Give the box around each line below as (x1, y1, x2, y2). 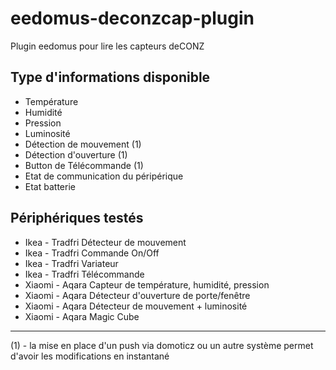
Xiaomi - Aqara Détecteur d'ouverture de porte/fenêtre (24, 289, 251, 301)
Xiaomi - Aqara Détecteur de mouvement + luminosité (24, 300, 248, 312)
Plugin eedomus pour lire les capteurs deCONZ (10, 40, 205, 52)
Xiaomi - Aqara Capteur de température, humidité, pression (24, 278, 270, 291)
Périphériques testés (10, 210, 144, 227)
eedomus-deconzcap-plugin (10, 7, 255, 30)
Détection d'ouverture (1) (24, 148, 128, 161)
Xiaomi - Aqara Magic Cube (24, 310, 140, 322)
